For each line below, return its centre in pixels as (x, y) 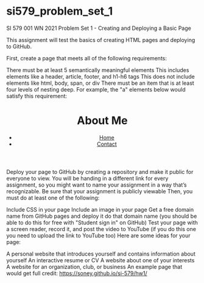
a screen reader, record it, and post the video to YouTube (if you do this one (101, 229)
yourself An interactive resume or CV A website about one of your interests (100, 260)
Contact (107, 144)
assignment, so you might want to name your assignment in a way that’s (97, 185)
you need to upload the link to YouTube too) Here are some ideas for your (98, 235)
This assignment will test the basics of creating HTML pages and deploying (101, 40)
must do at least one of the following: (53, 198)
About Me (102, 121)
